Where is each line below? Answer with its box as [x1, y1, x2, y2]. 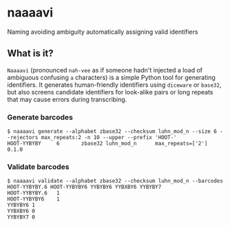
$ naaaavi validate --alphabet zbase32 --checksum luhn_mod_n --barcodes [7, 178, 224, 185]
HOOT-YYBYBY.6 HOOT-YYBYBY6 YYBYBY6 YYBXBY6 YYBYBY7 [7, 184, 162, 191]
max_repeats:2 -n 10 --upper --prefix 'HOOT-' [41, 134, 177, 141]
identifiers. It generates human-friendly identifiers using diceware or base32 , [7, 81, 222, 89]
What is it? [7, 48, 54, 59]
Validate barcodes [7, 162, 70, 172]
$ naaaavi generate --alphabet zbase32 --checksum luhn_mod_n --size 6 [7, 128, 217, 135]
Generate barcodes [7, 112, 74, 122]
